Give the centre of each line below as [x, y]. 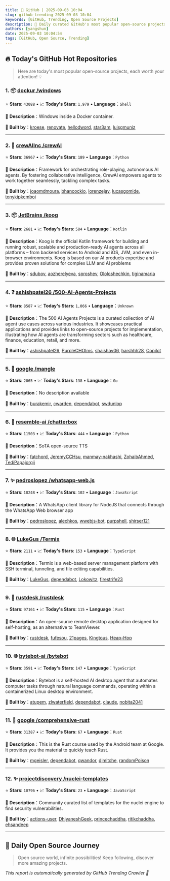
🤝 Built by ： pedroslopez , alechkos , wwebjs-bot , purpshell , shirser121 [78, 521]
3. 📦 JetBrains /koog [32, 215]
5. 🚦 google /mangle [30, 369]
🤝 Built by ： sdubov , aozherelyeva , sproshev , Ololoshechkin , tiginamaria [80, 274]
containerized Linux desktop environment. [49, 691]
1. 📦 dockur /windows [33, 90]
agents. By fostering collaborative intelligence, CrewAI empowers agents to [83, 175]
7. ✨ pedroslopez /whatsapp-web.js [50, 480]
